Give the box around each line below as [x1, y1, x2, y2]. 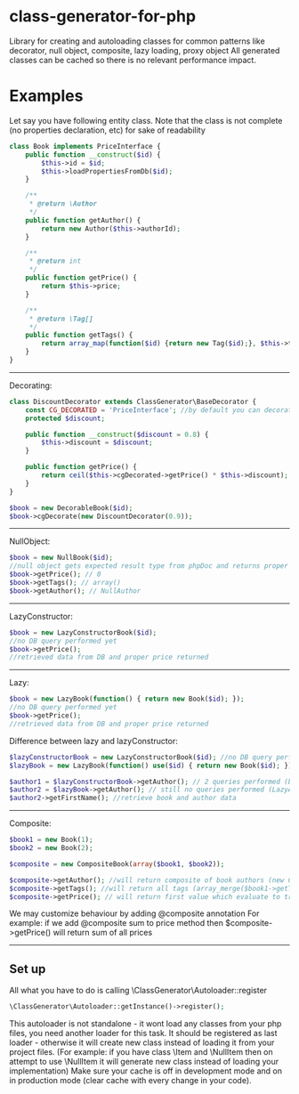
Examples [9, 86, 84, 106]
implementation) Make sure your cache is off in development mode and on [9, 1066, 283, 1076]
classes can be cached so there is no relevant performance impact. [9, 54, 256, 65]
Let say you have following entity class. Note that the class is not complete [9, 115, 283, 126]
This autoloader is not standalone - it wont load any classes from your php [9, 1018, 282, 1029]
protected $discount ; [25, 414, 105, 423]
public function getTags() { [25, 331, 133, 340]
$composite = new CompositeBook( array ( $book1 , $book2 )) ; [9, 859, 225, 869]
